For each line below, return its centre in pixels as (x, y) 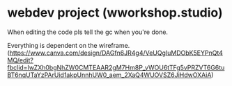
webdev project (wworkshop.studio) (115, 13)
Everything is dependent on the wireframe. (69, 45)
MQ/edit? (20, 60)
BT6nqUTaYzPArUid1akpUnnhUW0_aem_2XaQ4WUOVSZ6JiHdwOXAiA (109, 75)
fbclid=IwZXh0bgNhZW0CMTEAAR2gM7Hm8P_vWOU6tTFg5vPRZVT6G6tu (116, 67)
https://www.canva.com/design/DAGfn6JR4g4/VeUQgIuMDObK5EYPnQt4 (116, 53)
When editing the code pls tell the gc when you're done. (88, 32)
